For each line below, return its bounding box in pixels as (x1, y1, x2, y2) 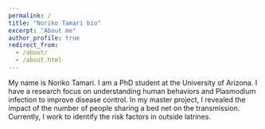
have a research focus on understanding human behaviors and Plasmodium (8, 86, 256, 96)
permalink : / (8, 11, 52, 20)
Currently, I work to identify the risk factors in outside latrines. (8, 111, 211, 121)
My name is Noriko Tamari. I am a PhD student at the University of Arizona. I (8, 77, 258, 88)
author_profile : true (8, 33, 80, 42)
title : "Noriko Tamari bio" (8, 19, 102, 27)
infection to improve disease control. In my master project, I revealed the (8, 95, 246, 104)
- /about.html (15, 57, 62, 64)
